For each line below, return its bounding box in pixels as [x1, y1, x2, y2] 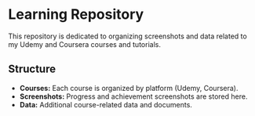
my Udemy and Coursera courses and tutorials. [8, 39, 161, 49]
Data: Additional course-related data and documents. [19, 100, 192, 109]
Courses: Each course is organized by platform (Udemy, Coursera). [19, 83, 239, 92]
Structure [8, 63, 56, 76]
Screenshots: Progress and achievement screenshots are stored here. [19, 92, 248, 101]
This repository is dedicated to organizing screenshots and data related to [8, 31, 247, 41]
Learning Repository [8, 5, 144, 24]
